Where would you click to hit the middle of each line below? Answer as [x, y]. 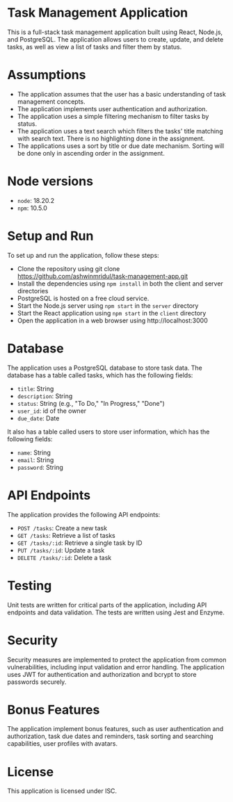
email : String [35, 459]
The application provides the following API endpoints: [84, 514]
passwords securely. [37, 682]
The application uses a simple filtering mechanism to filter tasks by [113, 116]
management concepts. [51, 101]
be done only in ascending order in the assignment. [91, 153]
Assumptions [47, 75]
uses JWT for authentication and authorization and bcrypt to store [102, 674]
